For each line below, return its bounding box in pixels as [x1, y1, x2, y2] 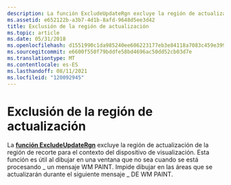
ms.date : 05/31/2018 [7, 36, 67, 43]
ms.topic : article [7, 29, 60, 36]
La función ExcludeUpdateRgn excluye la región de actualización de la [7, 141, 209, 149]
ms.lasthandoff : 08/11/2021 [7, 67, 88, 74]
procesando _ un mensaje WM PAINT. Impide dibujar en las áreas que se [7, 163, 213, 171]
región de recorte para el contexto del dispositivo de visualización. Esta [7, 149, 210, 157]
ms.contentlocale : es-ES [7, 61, 78, 68]
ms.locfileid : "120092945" [7, 74, 85, 81]
